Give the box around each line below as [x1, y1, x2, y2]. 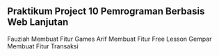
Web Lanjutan [7, 17, 69, 28]
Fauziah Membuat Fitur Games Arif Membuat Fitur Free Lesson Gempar [7, 35, 212, 43]
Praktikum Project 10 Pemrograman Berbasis [7, 6, 205, 17]
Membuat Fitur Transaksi [7, 41, 79, 50]
